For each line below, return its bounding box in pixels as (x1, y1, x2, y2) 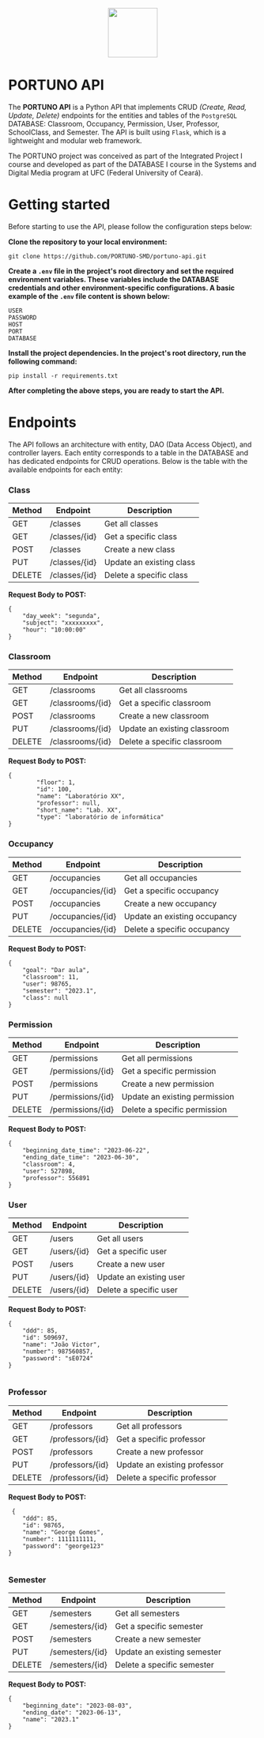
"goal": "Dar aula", (22, 966, 90, 974)
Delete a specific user (96, 1284, 178, 1295)
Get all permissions (121, 1053, 193, 1063)
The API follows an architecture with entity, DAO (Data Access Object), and (8, 439, 252, 449)
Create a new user (96, 1259, 165, 1270)
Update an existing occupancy (123, 910, 237, 922)
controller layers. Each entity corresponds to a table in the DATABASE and (8, 447, 249, 458)
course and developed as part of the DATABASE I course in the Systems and (8, 159, 257, 169)
